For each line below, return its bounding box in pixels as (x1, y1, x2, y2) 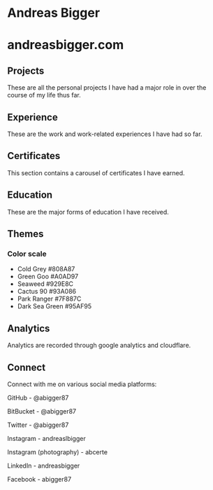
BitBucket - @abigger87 (7, 407, 77, 415)
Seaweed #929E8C (17, 280, 74, 288)
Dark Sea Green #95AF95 (17, 302, 92, 311)
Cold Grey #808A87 (17, 265, 75, 273)
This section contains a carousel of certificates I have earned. (7, 168, 185, 177)
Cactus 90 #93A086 (17, 287, 77, 296)
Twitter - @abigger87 (7, 421, 69, 429)
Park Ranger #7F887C (17, 294, 82, 303)
